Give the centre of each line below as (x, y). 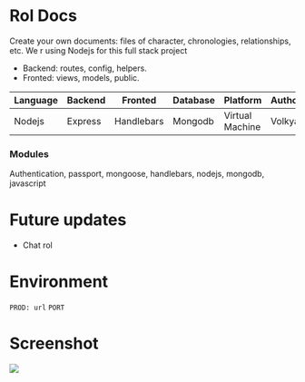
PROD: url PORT (37, 308)
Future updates (68, 220)
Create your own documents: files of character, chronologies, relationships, (151, 41)
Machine (242, 126)
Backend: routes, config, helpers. (84, 68)
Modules (30, 153)
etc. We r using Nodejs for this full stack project (98, 50)
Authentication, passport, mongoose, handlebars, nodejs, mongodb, (137, 174)
